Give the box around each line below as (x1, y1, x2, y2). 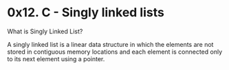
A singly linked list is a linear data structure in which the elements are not (7, 40, 214, 48)
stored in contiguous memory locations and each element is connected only (7, 48, 223, 56)
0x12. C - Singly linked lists (7, 5, 165, 20)
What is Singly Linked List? (7, 27, 83, 35)
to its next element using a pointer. (7, 54, 105, 63)
